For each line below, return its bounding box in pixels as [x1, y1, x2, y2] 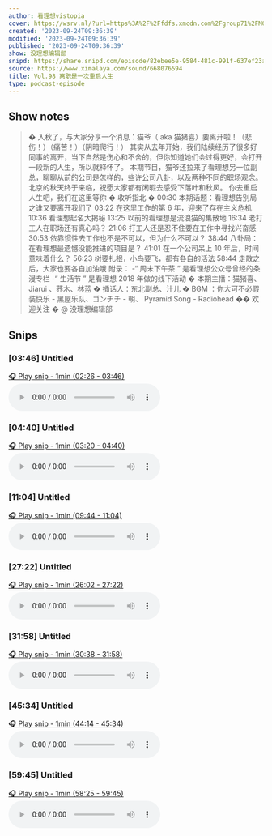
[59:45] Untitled [8, 770, 73, 781]
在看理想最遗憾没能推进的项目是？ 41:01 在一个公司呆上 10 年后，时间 [28, 244, 260, 254]
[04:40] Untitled [8, 422, 74, 433]
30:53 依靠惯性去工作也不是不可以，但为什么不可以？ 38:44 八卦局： [28, 233, 259, 243]
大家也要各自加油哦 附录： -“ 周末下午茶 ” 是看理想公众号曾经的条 [42, 264, 261, 274]
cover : [8, 19, 31, 28]
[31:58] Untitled [8, 630, 71, 642]
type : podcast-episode [8, 79, 85, 87]
